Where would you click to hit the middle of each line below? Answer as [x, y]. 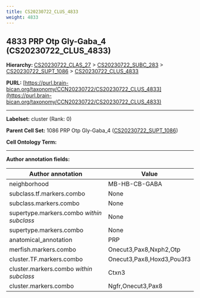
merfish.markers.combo [43, 250]
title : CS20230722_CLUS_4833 [42, 12]
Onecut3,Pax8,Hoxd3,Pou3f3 [149, 259]
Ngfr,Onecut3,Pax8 [135, 286]
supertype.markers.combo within [56, 213]
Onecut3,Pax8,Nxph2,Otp [144, 250]
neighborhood [29, 184]
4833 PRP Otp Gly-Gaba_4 [56, 41]
